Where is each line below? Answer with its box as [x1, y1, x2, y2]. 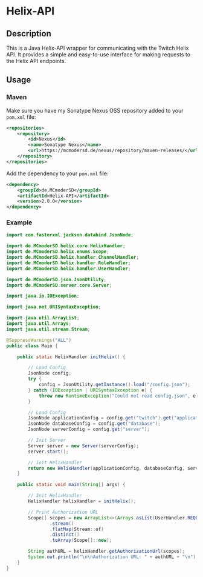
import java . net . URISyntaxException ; [6, 304, 101, 310]
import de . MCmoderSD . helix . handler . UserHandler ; [6, 265, 131, 272]
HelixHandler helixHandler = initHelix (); [28, 498, 137, 504]
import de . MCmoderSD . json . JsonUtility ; [6, 276, 107, 282]
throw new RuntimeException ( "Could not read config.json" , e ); [38, 393, 201, 399]
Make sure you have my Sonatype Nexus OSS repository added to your [6, 107, 184, 114]
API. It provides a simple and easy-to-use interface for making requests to [6, 51, 191, 58]
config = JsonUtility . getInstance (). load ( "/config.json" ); [38, 382, 190, 388]
